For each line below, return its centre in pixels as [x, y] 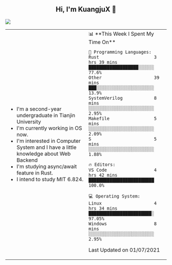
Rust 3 [123, 57]
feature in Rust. [35, 173]
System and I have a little [47, 147]
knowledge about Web [44, 154]
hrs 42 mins [103, 175]
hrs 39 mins [103, 62]
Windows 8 [123, 224]
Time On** [102, 42]
